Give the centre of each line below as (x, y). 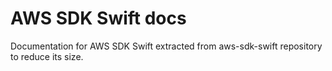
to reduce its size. (47, 56)
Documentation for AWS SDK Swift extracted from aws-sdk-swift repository (166, 46)
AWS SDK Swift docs (98, 18)
